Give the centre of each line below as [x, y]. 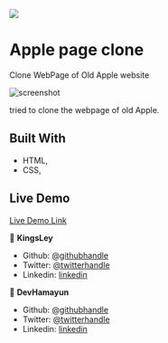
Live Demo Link [38, 220]
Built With [37, 139]
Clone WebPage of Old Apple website [79, 75]
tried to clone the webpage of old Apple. [84, 110]
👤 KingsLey [31, 238]
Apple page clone [77, 50]
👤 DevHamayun [39, 292]
